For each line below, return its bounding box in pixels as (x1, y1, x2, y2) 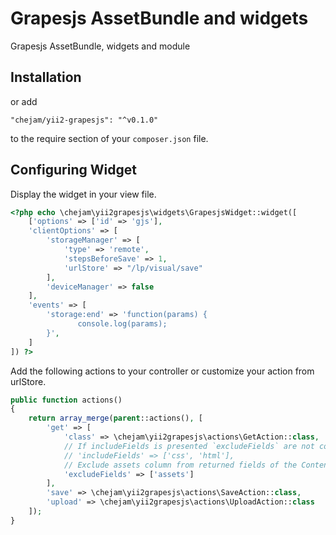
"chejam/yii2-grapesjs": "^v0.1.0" (10, 115, 159, 125)
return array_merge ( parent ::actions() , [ (28, 413, 203, 424)
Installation (10, 69, 82, 86)
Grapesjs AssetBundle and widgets (10, 7, 309, 30)
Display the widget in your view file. (10, 188, 157, 200)
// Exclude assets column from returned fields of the (63, 460, 298, 470)
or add (10, 95, 38, 107)
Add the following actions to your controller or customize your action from (10, 365, 315, 377)
